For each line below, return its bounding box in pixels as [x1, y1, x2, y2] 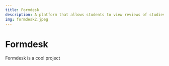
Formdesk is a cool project [5, 55, 60, 61]
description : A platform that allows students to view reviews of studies [5, 12, 165, 17]
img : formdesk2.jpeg [5, 17, 49, 22]
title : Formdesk [5, 7, 39, 13]
